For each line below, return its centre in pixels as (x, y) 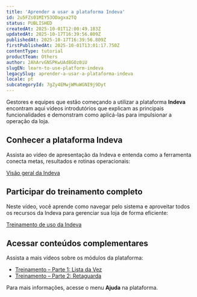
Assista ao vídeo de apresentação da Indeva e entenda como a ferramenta (99, 155)
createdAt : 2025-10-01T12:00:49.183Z (54, 29)
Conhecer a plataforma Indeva (64, 140)
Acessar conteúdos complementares (77, 244)
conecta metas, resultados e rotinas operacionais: (68, 161)
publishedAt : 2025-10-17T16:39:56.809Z (56, 40)
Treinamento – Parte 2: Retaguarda (58, 276)
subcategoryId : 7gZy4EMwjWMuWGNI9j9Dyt (56, 85)
